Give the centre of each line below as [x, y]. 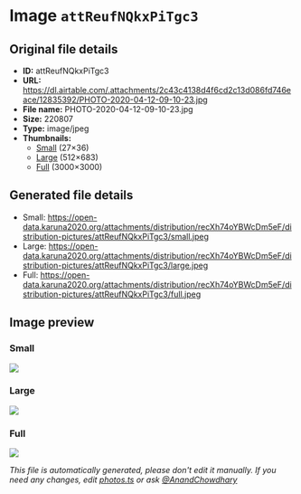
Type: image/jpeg [56, 128]
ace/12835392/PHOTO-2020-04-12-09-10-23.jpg [115, 100]
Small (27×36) [62, 147]
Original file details [64, 49]
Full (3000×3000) [69, 167]
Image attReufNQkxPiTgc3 [104, 16]
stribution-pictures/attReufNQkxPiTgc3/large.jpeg [115, 265]
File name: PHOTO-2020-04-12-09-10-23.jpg [108, 109]
